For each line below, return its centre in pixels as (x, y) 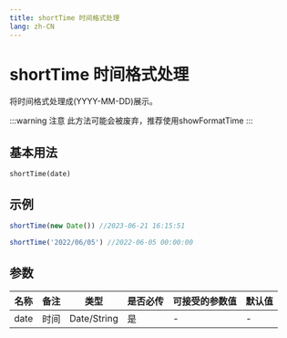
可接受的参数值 (205, 301)
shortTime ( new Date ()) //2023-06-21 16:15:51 (97, 226)
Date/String (94, 318)
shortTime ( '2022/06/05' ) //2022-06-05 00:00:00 (102, 242)
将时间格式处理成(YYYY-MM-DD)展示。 (83, 101)
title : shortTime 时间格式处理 (65, 18)
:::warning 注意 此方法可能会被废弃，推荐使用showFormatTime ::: (131, 121)
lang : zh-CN (32, 26)
